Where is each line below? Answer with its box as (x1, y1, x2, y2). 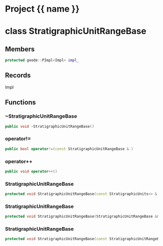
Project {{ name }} (5, 3, 80, 15)
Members (5, 45, 35, 53)
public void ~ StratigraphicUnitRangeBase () (5, 124, 95, 129)
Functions (5, 98, 36, 106)
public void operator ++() (5, 169, 57, 174)
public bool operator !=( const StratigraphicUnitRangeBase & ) (5, 146, 133, 151)
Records (5, 71, 31, 80)
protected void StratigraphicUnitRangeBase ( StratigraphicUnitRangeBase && (5, 214, 160, 219)
